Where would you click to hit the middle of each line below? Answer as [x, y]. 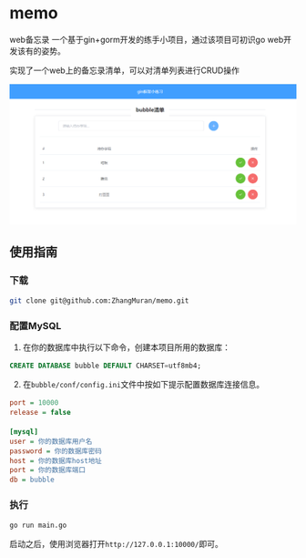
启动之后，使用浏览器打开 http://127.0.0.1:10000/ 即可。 [116, 544]
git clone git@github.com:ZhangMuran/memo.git [99, 301]
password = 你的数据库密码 [56, 451]
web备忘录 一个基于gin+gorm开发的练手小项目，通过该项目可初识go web [147, 39]
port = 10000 [34, 403]
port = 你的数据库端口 [48, 470]
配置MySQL [36, 326]
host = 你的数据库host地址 [56, 460]
